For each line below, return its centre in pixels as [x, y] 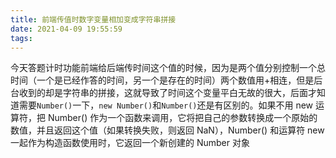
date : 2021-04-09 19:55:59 [66, 29]
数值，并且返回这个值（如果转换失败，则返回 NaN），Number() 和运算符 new [167, 130]
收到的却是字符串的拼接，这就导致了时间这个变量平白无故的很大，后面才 [167, 93]
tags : [21, 38]
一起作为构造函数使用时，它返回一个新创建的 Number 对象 [130, 143]
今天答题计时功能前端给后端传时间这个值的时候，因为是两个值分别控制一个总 [168, 68]
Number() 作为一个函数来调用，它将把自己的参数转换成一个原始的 [182, 118]
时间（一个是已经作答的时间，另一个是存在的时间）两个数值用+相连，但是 [162, 80]
